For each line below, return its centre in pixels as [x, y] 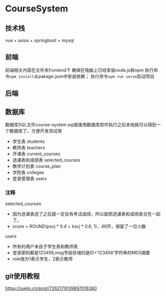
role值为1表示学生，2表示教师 [42, 259]
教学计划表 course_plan [37, 166]
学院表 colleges [28, 173]
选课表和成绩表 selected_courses [46, 160]
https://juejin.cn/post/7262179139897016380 [51, 289]
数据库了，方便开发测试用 [36, 131]
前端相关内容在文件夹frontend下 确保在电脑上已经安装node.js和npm [75, 70]
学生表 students [28, 141]
